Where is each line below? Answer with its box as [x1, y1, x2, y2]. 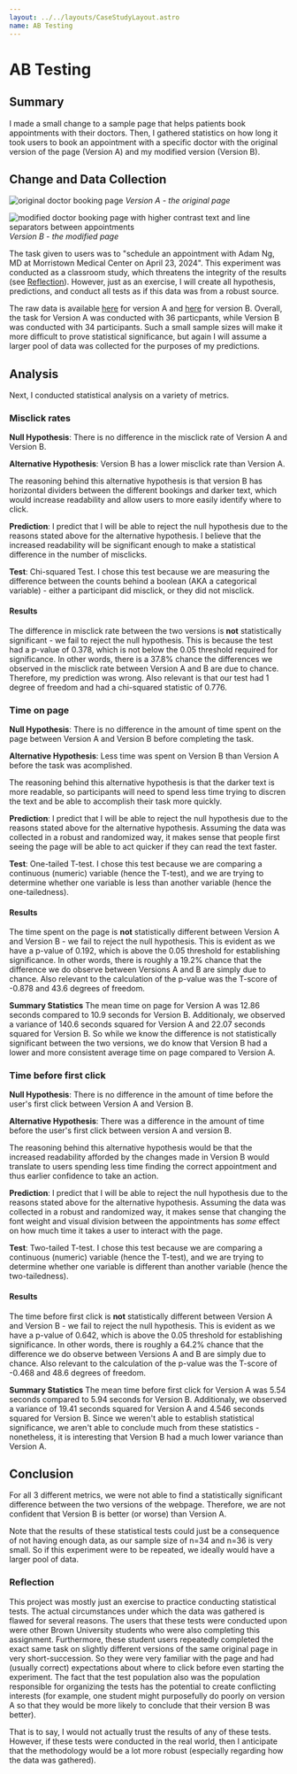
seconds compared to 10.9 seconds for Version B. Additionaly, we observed [9, 1010, 286, 1021]
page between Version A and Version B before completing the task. [9, 733, 255, 744]
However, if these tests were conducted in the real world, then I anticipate [9, 1736, 278, 1747]
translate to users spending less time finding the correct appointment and [9, 1161, 277, 1172]
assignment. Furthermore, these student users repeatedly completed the [9, 1634, 274, 1645]
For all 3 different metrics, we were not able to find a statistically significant [9, 1490, 283, 1500]
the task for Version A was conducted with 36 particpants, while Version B [9, 312, 280, 323]
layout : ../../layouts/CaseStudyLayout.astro [9, 12, 179, 22]
